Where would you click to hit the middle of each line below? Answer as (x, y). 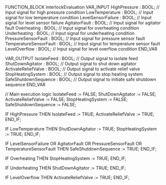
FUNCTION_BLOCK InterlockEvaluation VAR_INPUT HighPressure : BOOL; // (82, 7)
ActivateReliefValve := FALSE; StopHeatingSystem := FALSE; (66, 99)
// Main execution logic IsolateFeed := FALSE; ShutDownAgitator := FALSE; (81, 94)
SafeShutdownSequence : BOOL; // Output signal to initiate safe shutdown (81, 79)
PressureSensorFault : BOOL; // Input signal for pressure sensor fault (75, 38)
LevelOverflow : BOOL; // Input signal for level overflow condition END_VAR (81, 49)
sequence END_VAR (25, 85)
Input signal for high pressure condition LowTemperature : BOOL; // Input (79, 12)
